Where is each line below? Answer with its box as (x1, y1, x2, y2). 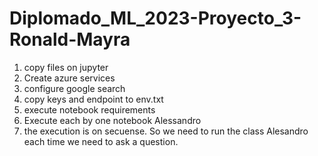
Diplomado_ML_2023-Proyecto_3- (9, 7, 302, 30)
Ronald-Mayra (9, 28, 131, 51)
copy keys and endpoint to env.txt (23, 93, 164, 105)
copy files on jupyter (23, 61, 109, 73)
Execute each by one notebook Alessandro (23, 114, 202, 126)
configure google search (23, 82, 126, 94)
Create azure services (23, 72, 116, 84)
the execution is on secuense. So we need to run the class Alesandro (23, 125, 309, 137)
